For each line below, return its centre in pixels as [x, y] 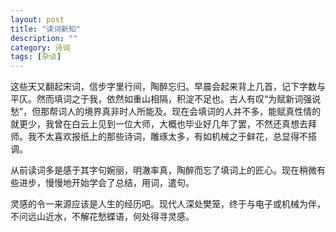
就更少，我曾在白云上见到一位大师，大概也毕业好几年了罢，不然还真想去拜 [163, 124]
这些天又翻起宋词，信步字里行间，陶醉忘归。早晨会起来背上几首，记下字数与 [168, 87]
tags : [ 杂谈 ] [36, 57]
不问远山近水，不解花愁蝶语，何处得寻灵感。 [102, 217]
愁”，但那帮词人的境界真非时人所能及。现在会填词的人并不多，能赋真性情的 [166, 112]
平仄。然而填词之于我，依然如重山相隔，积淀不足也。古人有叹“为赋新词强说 [166, 99]
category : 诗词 [40, 47]
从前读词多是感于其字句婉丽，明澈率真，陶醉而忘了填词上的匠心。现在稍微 [163, 170]
